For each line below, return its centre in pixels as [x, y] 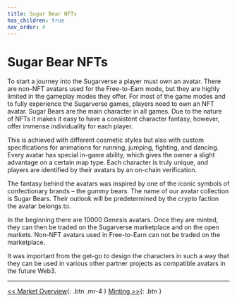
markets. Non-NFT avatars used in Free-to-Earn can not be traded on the [114, 235]
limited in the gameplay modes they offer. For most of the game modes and [116, 97]
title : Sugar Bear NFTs [42, 14]
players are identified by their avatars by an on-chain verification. [102, 170]
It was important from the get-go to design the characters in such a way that [118, 256]
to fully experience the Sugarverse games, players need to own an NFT [111, 104]
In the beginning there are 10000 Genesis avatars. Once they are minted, [113, 220]
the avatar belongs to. [39, 206]
